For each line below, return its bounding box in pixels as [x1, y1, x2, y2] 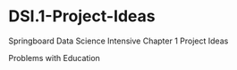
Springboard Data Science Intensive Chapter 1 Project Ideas [8, 35, 229, 46]
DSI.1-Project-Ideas [8, 6, 156, 27]
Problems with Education [8, 52, 100, 63]
